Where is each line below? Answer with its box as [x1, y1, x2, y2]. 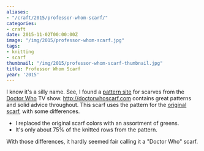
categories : [6, 20, 37, 26]
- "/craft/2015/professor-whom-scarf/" [6, 15, 108, 21]
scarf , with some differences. [6, 108, 80, 115]
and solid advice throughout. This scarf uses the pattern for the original [6, 101, 187, 109]
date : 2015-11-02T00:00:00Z [6, 32, 78, 38]
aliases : [6, 9, 29, 15]
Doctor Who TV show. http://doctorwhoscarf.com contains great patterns [6, 95, 192, 102]
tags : [6, 43, 20, 50]
